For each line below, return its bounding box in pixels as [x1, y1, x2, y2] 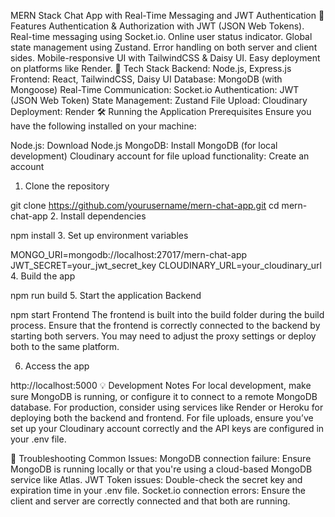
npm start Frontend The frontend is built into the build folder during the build [10, 309, 325, 320]
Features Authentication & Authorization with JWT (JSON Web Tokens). [10, 20, 305, 32]
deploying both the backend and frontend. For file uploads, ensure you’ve [10, 412, 314, 424]
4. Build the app [10, 270, 76, 282]
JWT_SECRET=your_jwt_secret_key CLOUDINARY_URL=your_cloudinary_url [10, 260, 322, 271]
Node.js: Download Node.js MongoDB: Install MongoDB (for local [10, 140, 278, 151]
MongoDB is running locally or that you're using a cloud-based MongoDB [10, 463, 313, 475]
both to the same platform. [10, 341, 120, 352]
